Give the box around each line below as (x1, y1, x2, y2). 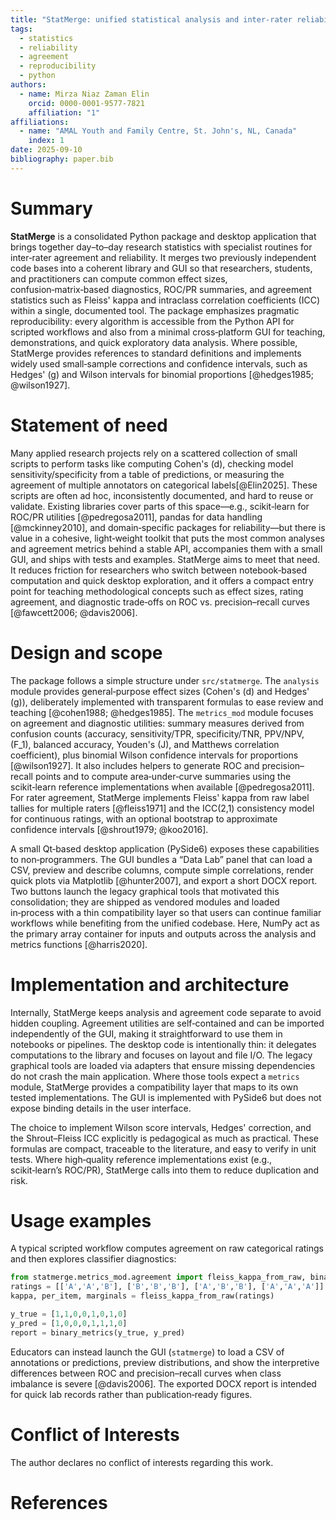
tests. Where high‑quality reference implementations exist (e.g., (10, 1153, 273, 1165)
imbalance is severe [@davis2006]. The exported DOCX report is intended (10, 1377, 317, 1390)
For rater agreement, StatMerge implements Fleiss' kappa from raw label (10, 791, 310, 803)
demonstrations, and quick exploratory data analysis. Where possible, (10, 336, 298, 348)
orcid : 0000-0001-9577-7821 (28, 98, 145, 108)
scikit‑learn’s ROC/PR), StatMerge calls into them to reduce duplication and (10, 1164, 320, 1176)
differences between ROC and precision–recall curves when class (10, 1367, 282, 1379)
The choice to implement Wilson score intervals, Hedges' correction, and (10, 1121, 312, 1133)
